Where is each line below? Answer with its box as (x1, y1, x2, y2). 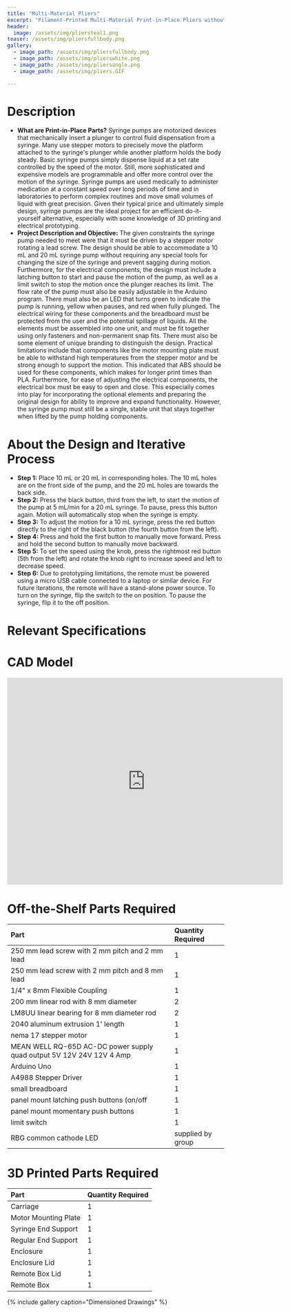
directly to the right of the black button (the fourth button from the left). (17, 525, 219, 533)
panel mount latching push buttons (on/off (10, 1095, 147, 1105)
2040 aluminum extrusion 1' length (10, 1019, 125, 1029)
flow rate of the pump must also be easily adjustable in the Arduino (17, 288, 208, 296)
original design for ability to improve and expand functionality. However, (17, 397, 222, 406)
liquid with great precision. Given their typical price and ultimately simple (17, 199, 224, 208)
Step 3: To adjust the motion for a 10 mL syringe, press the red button (17, 518, 216, 526)
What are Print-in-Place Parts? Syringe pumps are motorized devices (17, 126, 217, 135)
